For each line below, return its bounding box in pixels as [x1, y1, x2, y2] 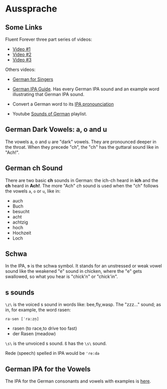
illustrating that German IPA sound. [12, 91, 84, 97]
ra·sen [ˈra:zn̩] [5, 317, 39, 322]
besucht [12, 208, 30, 214]
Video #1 [12, 46, 31, 52]
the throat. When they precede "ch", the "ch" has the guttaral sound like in [5, 144, 159, 150]
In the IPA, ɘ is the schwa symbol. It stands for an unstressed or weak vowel [5, 263, 162, 269]
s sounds [5, 288, 35, 297]
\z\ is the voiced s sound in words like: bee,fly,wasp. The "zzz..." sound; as [5, 302, 161, 308]
